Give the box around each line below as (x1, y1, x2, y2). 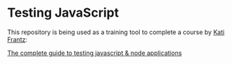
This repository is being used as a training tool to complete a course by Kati (7, 28, 225, 36)
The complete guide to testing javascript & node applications (7, 49, 182, 57)
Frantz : (7, 35, 28, 43)
